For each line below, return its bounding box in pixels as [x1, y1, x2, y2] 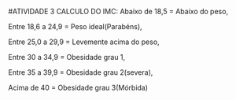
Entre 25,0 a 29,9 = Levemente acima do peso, [8, 37, 160, 46]
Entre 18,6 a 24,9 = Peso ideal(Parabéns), [8, 22, 143, 31]
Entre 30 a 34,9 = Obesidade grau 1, [8, 53, 126, 61]
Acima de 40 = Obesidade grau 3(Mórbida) [8, 83, 148, 92]
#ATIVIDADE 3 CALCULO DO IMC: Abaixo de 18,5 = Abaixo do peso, [8, 7, 229, 16]
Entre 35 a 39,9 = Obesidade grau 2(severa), [8, 68, 153, 77]
